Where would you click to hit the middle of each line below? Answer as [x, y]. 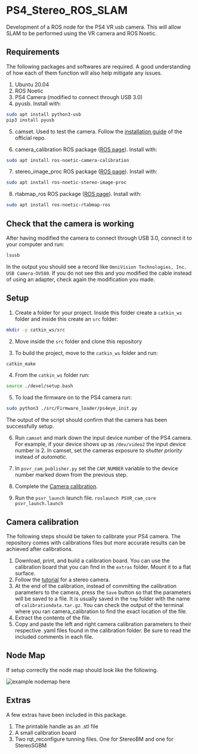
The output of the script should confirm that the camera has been [87, 420]
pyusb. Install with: [38, 103]
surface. [25, 573]
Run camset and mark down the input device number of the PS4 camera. [103, 438]
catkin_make [21, 364]
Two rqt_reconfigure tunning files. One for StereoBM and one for [94, 739]
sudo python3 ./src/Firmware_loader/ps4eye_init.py [72, 409]
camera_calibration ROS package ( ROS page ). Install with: [86, 149]
